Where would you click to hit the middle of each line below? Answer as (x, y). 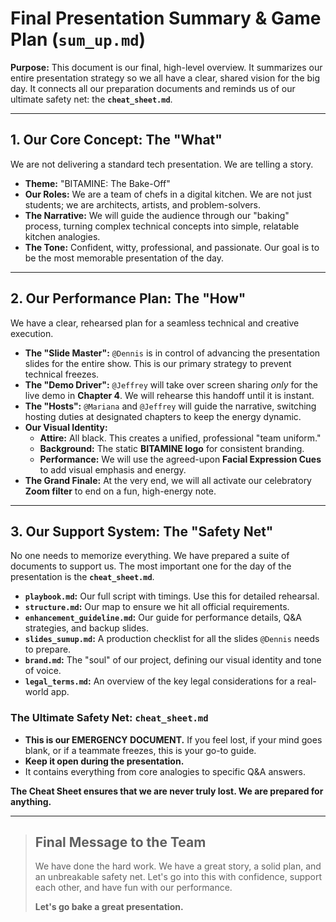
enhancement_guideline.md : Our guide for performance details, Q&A (163, 618)
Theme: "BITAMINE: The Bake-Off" (97, 183)
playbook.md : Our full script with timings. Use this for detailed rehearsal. (172, 596)
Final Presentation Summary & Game (166, 18)
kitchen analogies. (62, 236)
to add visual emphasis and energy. (113, 469)
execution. (32, 333)
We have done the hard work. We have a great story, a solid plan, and (178, 866)
